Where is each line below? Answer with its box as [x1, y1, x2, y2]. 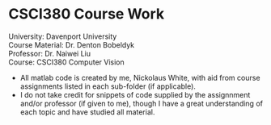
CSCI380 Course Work [8, 5, 165, 23]
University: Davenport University [8, 31, 117, 41]
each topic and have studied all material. [19, 106, 155, 117]
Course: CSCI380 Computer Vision [8, 57, 125, 67]
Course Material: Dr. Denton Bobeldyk [8, 40, 135, 49]
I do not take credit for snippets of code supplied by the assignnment [19, 90, 251, 99]
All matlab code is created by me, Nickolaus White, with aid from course [19, 73, 260, 82]
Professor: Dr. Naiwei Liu [8, 48, 91, 58]
